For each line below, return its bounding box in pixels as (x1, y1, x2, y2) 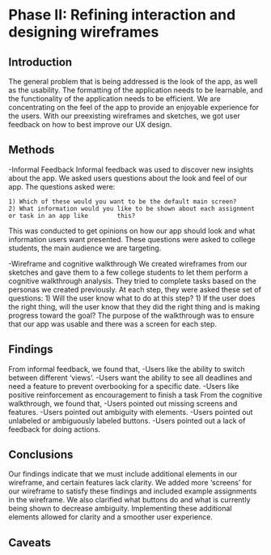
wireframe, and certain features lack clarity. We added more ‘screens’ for (8, 478, 252, 488)
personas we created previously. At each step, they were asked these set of (8, 284, 261, 294)
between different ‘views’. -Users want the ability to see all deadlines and (8, 373, 252, 382)
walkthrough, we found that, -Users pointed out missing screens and (8, 399, 238, 408)
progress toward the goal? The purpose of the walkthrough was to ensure (8, 310, 255, 320)
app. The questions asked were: (8, 181, 116, 191)
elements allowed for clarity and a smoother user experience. (8, 512, 213, 522)
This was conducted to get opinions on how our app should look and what (8, 225, 256, 236)
